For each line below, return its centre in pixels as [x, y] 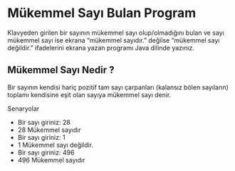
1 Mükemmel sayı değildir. [56, 145]
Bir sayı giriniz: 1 [41, 137]
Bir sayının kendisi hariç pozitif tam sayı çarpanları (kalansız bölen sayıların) [118, 87]
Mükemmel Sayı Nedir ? [61, 70]
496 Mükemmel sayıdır [51, 160]
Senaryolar [23, 109]
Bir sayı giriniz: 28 [44, 122]
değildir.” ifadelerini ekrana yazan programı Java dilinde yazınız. [101, 48]
